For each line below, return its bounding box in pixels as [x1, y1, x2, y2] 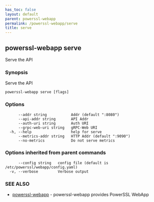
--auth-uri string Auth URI [18, 121, 89, 126]
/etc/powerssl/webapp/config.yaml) [5, 165, 78, 170]
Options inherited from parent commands [5, 149, 106, 156]
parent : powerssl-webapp [5, 16, 56, 21]
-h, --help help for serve [9, 129, 102, 134]
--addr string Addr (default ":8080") [18, 112, 120, 117]
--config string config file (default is [18, 160, 109, 165]
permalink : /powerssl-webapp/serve [5, 21, 78, 26]
